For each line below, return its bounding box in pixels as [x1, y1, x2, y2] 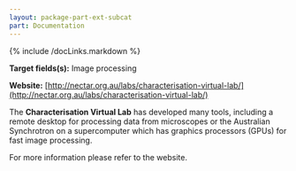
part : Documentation [9, 21, 86, 30]
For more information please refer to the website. [9, 152, 188, 162]
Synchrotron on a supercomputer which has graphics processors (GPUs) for [9, 125, 287, 136]
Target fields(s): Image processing [9, 63, 137, 74]
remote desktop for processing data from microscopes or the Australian [9, 116, 271, 127]
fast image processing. [9, 135, 93, 145]
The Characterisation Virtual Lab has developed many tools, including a [9, 106, 274, 117]
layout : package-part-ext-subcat [9, 12, 133, 22]
